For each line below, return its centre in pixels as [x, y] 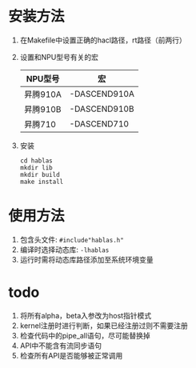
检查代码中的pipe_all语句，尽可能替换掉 [85, 335]
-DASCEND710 [99, 123]
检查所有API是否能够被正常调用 [71, 355]
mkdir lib [36, 168]
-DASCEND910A [102, 94]
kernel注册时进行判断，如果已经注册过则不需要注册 [104, 326]
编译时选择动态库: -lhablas [64, 250]
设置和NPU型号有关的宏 [59, 57]
